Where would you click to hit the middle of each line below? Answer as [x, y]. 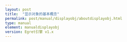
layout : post [18, 9]
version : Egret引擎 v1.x [29, 32]
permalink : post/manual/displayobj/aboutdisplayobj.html [64, 18]
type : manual [18, 23]
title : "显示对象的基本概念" [32, 14]
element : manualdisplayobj [32, 28]
